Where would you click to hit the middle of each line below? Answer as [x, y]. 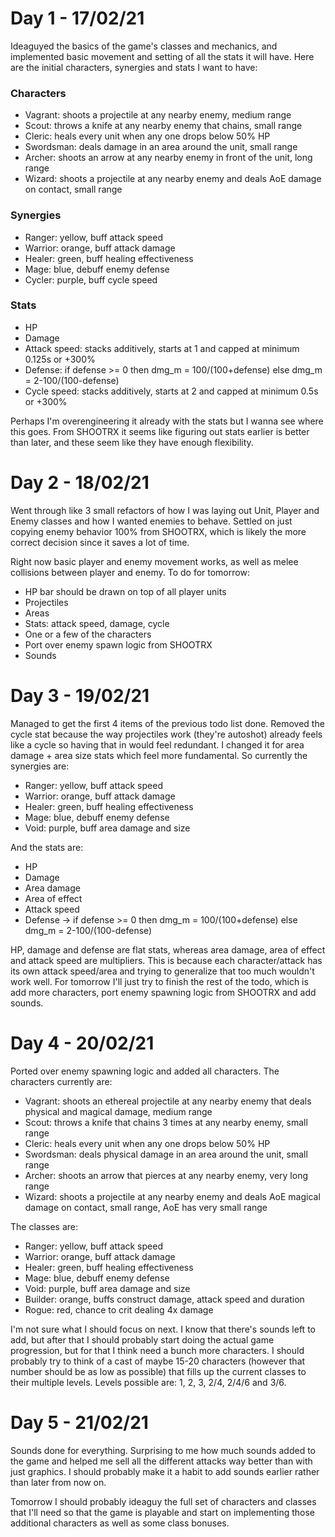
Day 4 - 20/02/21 [82, 1043]
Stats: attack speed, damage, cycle [97, 623]
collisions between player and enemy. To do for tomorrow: [130, 572]
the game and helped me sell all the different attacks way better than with [161, 1461]
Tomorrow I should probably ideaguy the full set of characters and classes [163, 1501]
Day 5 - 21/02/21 [79, 1422]
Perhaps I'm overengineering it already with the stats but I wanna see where [167, 421]
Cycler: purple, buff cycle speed [91, 279]
